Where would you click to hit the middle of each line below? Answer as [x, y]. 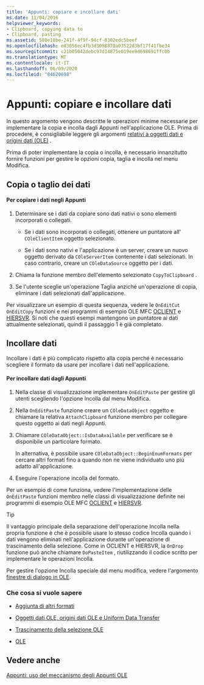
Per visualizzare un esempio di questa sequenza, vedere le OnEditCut [93, 304]
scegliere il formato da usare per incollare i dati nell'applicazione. [88, 364]
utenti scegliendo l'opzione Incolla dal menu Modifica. [83, 398]
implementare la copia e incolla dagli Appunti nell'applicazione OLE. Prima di [102, 128]
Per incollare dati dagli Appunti [46, 379]
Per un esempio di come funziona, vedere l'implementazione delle [89, 490]
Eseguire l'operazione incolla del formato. [67, 478]
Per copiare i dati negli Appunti [46, 200]
